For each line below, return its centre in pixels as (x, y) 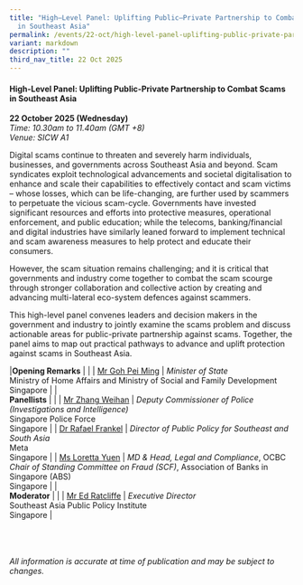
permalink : (30, 34)
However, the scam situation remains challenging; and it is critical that (139, 269)
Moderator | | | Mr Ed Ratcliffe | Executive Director (103, 496)
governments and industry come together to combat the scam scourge (141, 278)
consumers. (32, 251)
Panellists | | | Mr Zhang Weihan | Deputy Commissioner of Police (132, 400)
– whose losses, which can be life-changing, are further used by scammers (149, 193)
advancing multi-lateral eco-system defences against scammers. (130, 297)
